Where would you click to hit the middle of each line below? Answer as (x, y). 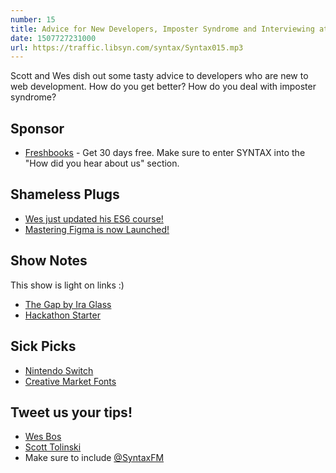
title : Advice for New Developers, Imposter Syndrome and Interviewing (162, 29)
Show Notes (49, 261)
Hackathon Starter (62, 315)
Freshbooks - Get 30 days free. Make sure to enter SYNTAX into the (165, 153)
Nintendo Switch (59, 370)
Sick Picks (43, 346)
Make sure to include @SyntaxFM (94, 458)
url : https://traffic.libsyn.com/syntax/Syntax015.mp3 (127, 47)
